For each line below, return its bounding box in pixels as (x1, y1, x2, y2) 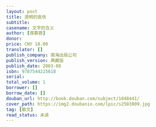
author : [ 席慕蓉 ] (6, 30, 46, 36)
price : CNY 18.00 (6, 42, 48, 47)
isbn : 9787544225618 (6, 68, 57, 74)
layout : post (6, 8, 38, 15)
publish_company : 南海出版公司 (6, 52, 77, 58)
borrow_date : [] (6, 90, 46, 96)
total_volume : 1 (6, 80, 46, 85)
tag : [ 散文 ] (6, 107, 33, 112)
